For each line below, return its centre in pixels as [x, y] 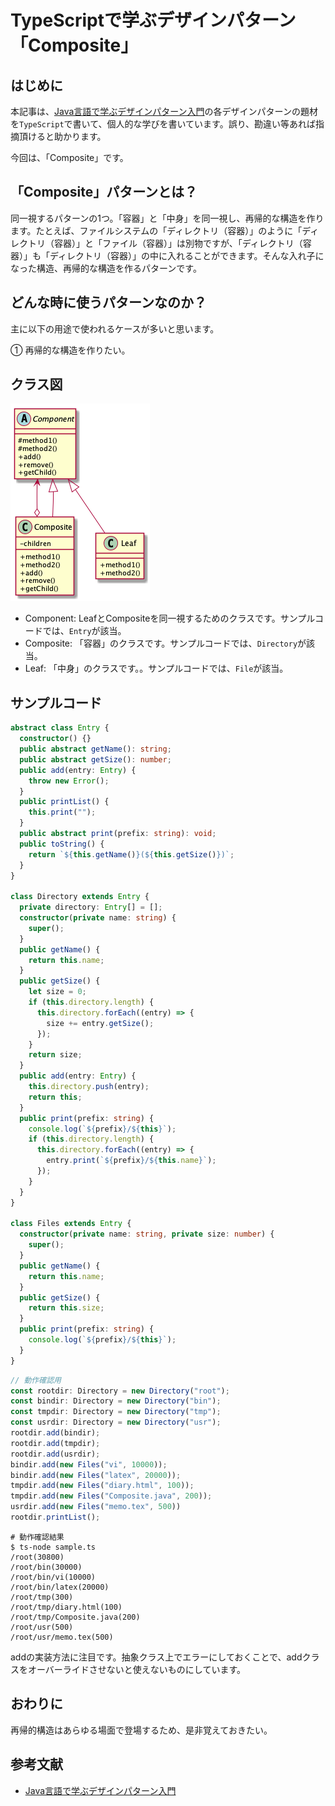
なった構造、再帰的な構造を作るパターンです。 [106, 268]
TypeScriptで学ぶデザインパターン [153, 20]
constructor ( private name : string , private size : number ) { [147, 1234]
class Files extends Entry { [71, 1224]
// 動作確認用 [36, 1380]
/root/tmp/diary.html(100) [66, 1607]
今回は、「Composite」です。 [69, 157]
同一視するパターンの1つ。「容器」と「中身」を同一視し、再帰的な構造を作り [167, 218]
